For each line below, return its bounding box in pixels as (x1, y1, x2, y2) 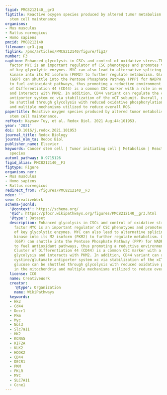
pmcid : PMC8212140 (5, 40, 43, 45)
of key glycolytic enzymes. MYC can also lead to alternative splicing (9, 68, 162, 73)
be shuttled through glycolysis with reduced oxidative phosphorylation (9, 100, 164, 105)
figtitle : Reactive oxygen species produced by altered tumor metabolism (5, 12, 162, 17)
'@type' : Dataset (9, 216, 46, 221)
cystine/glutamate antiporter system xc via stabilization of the (14, 258, 155, 263)
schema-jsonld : (5, 202, 37, 207)
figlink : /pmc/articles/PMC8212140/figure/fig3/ (5, 49, 108, 54)
